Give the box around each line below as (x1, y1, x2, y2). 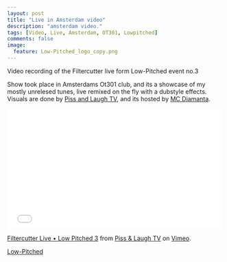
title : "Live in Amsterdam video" (7, 16, 106, 23)
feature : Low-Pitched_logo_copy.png (13, 49, 118, 55)
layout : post (7, 10, 45, 17)
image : (7, 42, 26, 49)
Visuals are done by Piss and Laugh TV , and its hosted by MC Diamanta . (7, 94, 211, 103)
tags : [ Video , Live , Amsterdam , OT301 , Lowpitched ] (7, 29, 158, 36)
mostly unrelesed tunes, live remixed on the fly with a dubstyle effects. (7, 87, 207, 96)
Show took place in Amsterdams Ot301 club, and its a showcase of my (7, 80, 206, 88)
